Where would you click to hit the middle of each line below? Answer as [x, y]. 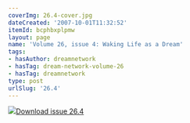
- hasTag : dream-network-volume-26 [66, 67]
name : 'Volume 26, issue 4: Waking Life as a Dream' [96, 45]
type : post [26, 81]
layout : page [29, 37]
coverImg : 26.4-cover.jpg [50, 15]
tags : [17, 52]
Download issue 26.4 [50, 111]
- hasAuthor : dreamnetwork [52, 60]
